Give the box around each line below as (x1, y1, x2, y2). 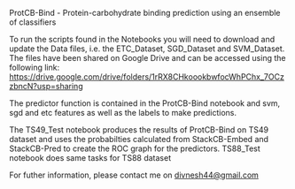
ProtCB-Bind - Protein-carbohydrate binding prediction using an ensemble (9, 8, 281, 18)
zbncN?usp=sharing (9, 81, 83, 91)
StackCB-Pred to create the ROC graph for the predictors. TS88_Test (9, 143, 261, 154)
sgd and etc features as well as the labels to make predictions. (9, 108, 237, 117)
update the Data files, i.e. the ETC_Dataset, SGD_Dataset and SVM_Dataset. (9, 43, 285, 54)
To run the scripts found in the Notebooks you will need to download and (9, 34, 276, 44)
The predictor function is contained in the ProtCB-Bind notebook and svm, (9, 98, 281, 109)
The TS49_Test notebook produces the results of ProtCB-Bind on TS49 (9, 125, 268, 135)
